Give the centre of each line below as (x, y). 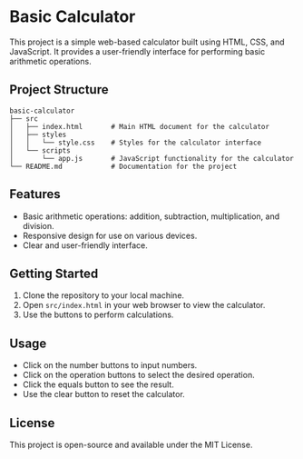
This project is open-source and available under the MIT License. (131, 444)
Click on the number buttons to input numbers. (110, 365)
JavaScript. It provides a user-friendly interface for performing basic (137, 51)
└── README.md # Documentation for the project (123, 166)
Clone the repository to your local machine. (103, 295)
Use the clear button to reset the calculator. (104, 394)
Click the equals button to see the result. (98, 384)
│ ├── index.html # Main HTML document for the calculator (140, 126)
